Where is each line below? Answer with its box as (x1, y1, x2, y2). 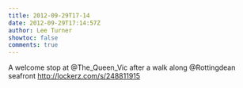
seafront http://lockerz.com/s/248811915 (8, 71, 141, 81)
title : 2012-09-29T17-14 (8, 11, 90, 20)
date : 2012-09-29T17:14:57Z (8, 19, 101, 27)
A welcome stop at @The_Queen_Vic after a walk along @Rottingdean (8, 63, 236, 72)
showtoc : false (8, 33, 59, 42)
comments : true (8, 41, 59, 49)
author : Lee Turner (8, 26, 73, 34)
